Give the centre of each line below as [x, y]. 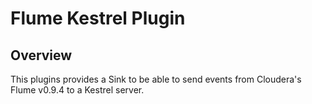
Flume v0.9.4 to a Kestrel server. [77, 90]
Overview [41, 55]
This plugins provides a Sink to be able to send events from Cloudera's [156, 79]
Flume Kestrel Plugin [98, 18]
